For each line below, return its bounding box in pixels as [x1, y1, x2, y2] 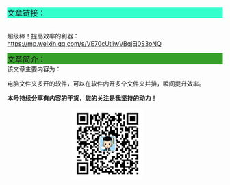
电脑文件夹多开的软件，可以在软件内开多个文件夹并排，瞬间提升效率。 [7, 79, 205, 88]
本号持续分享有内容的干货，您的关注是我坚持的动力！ [7, 94, 157, 102]
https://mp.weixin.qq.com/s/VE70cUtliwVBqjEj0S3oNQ [7, 40, 162, 47]
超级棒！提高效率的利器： [7, 32, 79, 40]
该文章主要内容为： [7, 65, 62, 73]
